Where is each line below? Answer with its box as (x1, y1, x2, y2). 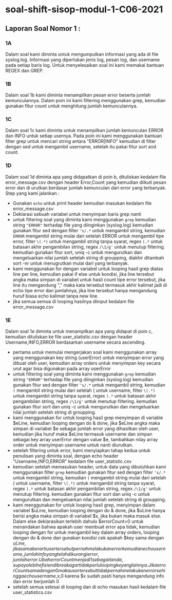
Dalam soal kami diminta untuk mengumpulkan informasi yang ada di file (5, 51, 159, 57)
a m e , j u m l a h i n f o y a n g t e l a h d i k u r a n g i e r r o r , (12, 551, 100, 557)
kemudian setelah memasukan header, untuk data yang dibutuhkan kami (12, 464, 166, 470)
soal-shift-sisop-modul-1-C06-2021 (5, 4, 163, 15)
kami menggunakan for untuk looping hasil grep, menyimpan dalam (12, 502, 156, 508)
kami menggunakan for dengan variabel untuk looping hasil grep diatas (12, 266, 163, 272)
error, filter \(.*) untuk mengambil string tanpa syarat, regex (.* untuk (12, 238, 163, 245)
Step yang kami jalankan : (5, 190, 60, 196)
